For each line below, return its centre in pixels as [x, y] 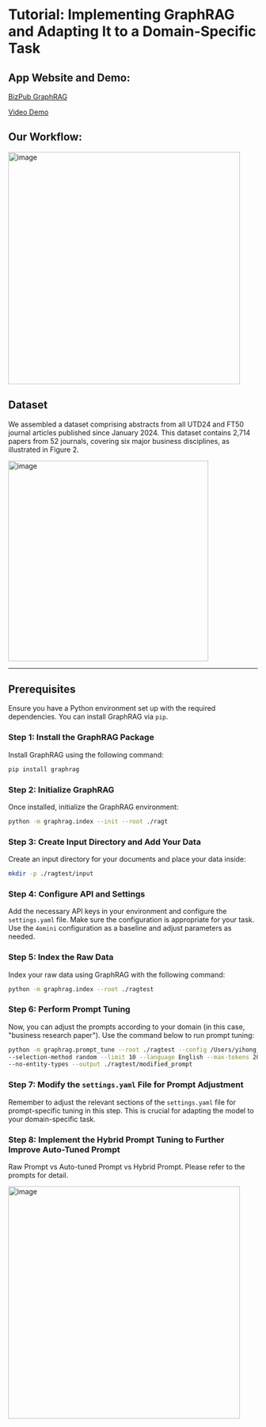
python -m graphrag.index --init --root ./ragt [88, 821]
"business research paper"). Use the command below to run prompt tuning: [131, 1035]
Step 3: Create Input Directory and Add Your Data [105, 842]
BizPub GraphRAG [38, 96]
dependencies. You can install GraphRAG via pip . [88, 717]
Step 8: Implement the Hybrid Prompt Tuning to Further [116, 1140]
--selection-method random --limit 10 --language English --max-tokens [129, 1057]
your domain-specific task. [52, 1119]
